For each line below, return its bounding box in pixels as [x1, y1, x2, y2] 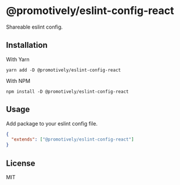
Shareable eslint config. [6, 23, 63, 30]
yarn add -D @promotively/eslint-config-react [6, 67, 121, 73]
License [6, 158, 36, 168]
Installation [6, 40, 48, 50]
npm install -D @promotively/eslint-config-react [6, 89, 129, 95]
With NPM [6, 77, 31, 84]
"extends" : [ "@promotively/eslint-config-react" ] [11, 137, 134, 142]
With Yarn [6, 55, 30, 62]
